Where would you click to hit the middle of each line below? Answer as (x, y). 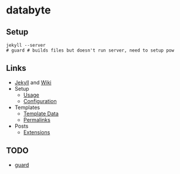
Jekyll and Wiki (33, 82)
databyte (28, 10)
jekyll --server (26, 45)
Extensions (37, 132)
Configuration (40, 101)
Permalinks (37, 120)
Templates (27, 107)
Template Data (41, 113)
